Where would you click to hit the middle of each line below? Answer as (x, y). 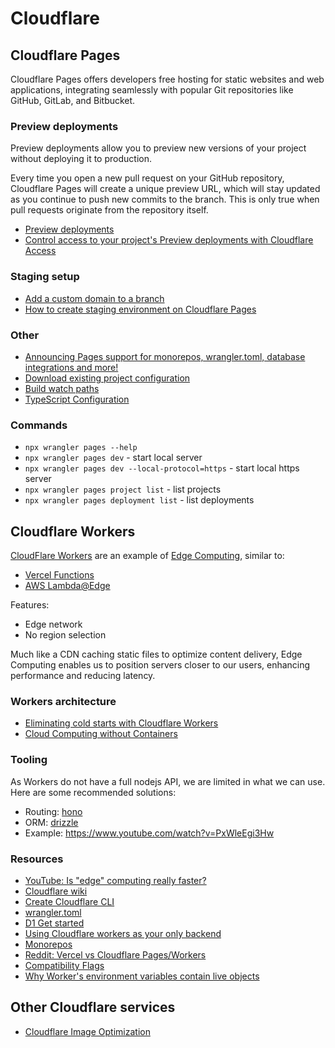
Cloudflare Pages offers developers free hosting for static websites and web (167, 79)
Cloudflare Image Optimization (87, 1031)
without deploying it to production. (81, 159)
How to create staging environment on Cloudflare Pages (140, 309)
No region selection (65, 635)
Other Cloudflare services (93, 1007)
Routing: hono (53, 811)
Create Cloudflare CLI (69, 901)
